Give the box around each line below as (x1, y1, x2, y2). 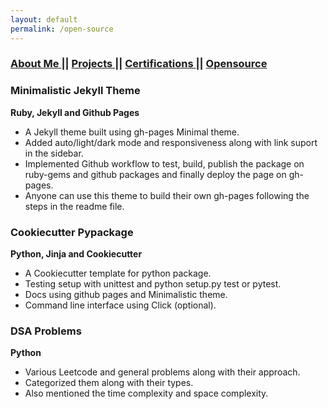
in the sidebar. (24, 147, 84, 159)
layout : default (10, 14, 78, 25)
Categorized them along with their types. (24, 377, 194, 389)
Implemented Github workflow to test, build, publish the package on (24, 157, 305, 170)
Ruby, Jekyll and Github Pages (10, 106, 140, 118)
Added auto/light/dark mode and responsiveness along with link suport (24, 136, 318, 148)
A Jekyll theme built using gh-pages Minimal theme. (24, 126, 240, 138)
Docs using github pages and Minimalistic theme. (24, 289, 228, 301)
